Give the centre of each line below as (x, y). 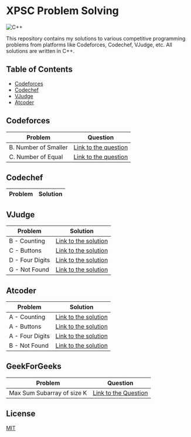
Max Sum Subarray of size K (48, 393)
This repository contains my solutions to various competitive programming (96, 38)
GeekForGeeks (34, 366)
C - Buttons (25, 251)
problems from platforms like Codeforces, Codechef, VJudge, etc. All (89, 45)
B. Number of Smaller (39, 147)
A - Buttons (25, 326)
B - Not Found (29, 346)
